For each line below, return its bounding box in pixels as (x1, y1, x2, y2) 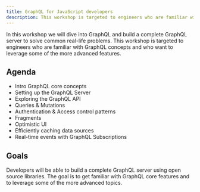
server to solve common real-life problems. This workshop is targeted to (6, 37, 184, 44)
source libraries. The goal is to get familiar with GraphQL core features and (6, 173, 189, 180)
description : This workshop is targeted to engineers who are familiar (6, 14, 187, 20)
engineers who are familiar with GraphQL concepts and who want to (6, 43, 174, 51)
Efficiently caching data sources (14, 127, 94, 134)
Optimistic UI (14, 120, 47, 128)
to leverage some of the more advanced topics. (6, 179, 123, 187)
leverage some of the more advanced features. (6, 49, 121, 57)
